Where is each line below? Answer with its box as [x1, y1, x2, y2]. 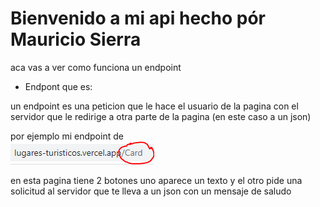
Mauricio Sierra [10, 28, 142, 51]
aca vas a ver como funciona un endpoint [10, 61, 182, 73]
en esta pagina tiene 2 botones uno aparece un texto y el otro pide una [10, 174, 303, 186]
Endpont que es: [24, 80, 93, 92]
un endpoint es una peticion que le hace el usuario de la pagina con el [10, 100, 299, 112]
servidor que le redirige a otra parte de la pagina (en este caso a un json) [10, 110, 312, 122]
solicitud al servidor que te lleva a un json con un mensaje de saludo [10, 185, 292, 197]
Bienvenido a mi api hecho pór [10, 7, 267, 30]
